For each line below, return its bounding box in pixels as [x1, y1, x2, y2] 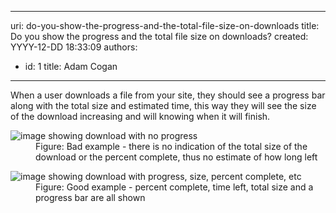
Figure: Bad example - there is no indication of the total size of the [35, 141, 308, 152]
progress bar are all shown [35, 192, 146, 203]
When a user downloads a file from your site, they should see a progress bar [10, 89, 326, 101]
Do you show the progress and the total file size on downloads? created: [10, 31, 309, 42]
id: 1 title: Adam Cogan [24, 61, 118, 72]
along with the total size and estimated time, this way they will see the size [10, 100, 317, 111]
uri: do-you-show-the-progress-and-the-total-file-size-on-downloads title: [10, 20, 320, 31]
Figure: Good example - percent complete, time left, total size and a [35, 181, 314, 193]
